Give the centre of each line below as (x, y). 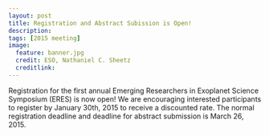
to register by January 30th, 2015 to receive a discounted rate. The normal (131, 107)
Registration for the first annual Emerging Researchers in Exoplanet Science (134, 90)
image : (19, 46)
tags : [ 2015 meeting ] (45, 38)
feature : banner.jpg (50, 53)
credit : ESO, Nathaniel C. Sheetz (73, 61)
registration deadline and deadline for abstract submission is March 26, (126, 116)
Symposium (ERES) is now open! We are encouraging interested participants (135, 99)
